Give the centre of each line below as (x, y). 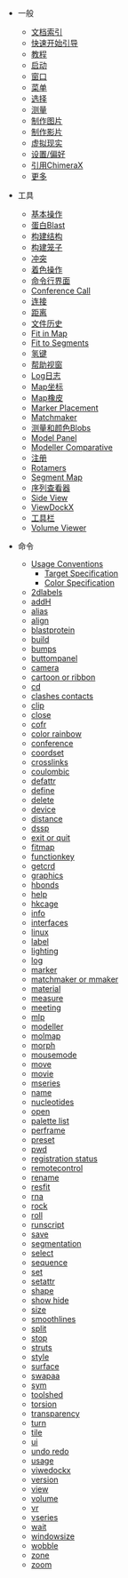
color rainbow (56, 734)
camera (45, 668)
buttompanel (54, 658)
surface (45, 1366)
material (46, 988)
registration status (64, 1159)
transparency (55, 1414)
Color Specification (80, 583)
